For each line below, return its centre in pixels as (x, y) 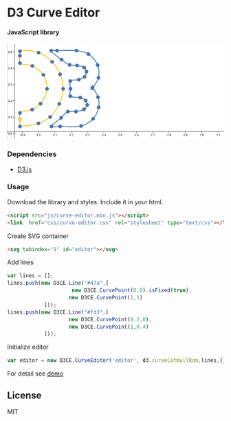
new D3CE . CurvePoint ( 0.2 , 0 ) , (110, 319)
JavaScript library (33, 32)
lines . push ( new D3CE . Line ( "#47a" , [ (58, 283)
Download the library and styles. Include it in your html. (85, 202)
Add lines (21, 262)
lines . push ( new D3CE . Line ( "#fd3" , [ (58, 312)
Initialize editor (28, 347)
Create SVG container (38, 236)
